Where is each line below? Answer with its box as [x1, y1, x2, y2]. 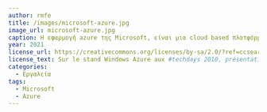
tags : [8, 77, 26, 85]
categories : [8, 63, 48, 71]
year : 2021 [8, 41, 44, 49]
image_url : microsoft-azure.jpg [8, 26, 115, 34]
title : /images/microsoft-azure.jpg [8, 19, 130, 27]
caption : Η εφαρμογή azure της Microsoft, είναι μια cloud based [8, 33, 229, 42]
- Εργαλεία [15, 70, 52, 78]
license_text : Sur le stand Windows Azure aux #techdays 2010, [8, 56, 222, 64]
